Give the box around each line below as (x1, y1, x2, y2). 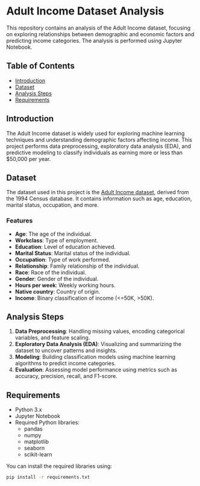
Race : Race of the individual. (14, 268, 87, 276)
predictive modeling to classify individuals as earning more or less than (6, 149, 183, 156)
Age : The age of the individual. (14, 230, 92, 238)
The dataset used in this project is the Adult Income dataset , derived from (6, 189, 189, 196)
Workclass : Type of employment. (14, 236, 98, 244)
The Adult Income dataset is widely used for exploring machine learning (6, 130, 185, 137)
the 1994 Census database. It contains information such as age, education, (6, 195, 192, 203)
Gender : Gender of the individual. (14, 275, 99, 282)
